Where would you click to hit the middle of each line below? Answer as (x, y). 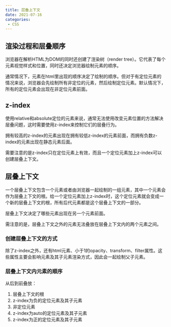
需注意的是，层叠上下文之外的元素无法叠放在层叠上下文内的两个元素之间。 (83, 224)
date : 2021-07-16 (24, 15)
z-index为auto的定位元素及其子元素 (50, 313)
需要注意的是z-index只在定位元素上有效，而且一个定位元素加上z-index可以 (83, 153)
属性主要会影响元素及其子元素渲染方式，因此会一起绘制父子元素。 (79, 257)
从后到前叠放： (21, 283)
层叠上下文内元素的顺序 (34, 271)
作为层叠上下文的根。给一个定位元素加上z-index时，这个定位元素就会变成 (82, 196)
